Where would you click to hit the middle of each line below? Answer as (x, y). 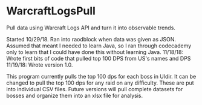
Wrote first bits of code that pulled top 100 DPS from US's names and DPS (99, 58)
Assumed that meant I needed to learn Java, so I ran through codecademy (99, 46)
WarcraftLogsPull (51, 11)
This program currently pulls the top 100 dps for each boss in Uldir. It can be (101, 76)
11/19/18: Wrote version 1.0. (40, 65)
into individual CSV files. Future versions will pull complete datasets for (95, 89)
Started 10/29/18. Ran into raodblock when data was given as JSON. (91, 39)
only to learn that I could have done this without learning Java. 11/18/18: (95, 52)
